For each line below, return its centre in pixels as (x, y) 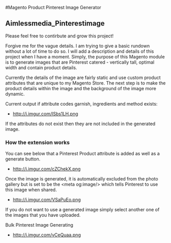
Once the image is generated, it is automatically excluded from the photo (82, 179)
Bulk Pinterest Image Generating (39, 225)
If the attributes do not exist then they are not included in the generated (80, 124)
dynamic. (15, 94)
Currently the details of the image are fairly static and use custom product (83, 77)
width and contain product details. (41, 67)
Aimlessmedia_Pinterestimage (55, 23)
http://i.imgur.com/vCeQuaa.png (47, 235)
